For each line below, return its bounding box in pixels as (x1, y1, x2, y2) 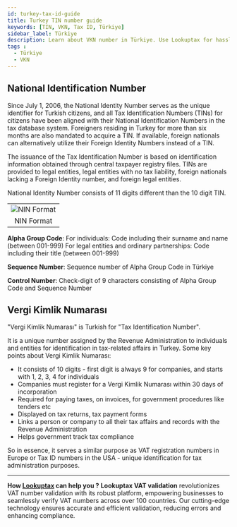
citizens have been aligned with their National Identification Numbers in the (7, 116, 226, 124)
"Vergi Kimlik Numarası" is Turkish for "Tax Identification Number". (7, 322, 201, 332)
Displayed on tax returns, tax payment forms (17, 410, 147, 418)
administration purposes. (7, 461, 80, 470)
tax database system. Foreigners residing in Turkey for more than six (7, 123, 207, 132)
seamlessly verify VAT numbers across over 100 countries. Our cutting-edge (7, 497, 230, 505)
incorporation (17, 387, 58, 396)
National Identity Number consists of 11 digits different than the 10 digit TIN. (7, 188, 226, 197)
